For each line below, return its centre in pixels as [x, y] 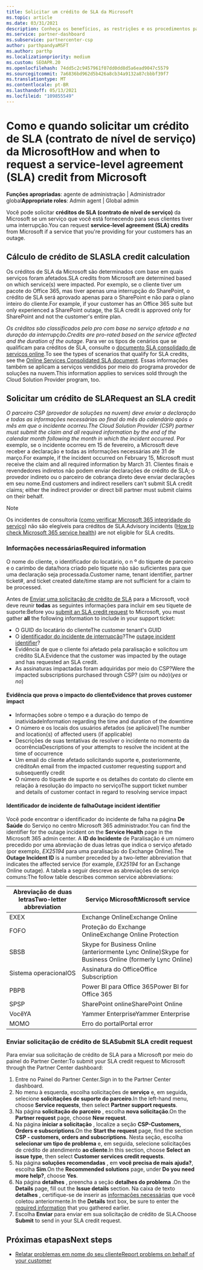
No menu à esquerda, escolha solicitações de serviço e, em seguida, [101, 1092]
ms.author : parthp [29, 51]
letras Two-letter [43, 900]
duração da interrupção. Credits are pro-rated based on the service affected [101, 334]
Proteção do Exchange [114, 927]
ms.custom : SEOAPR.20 [34, 62]
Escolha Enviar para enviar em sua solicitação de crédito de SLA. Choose [106, 1214]
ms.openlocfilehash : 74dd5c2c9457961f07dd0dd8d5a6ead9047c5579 [88, 68]
